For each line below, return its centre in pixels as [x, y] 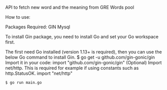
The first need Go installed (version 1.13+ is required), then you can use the [84, 52]
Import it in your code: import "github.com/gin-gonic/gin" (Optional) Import [83, 62]
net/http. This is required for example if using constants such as [72, 68]
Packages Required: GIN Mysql [38, 27]
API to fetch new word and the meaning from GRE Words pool [70, 7]
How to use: [18, 17]
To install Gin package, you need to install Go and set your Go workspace [82, 37]
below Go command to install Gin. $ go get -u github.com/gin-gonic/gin [80, 57]
